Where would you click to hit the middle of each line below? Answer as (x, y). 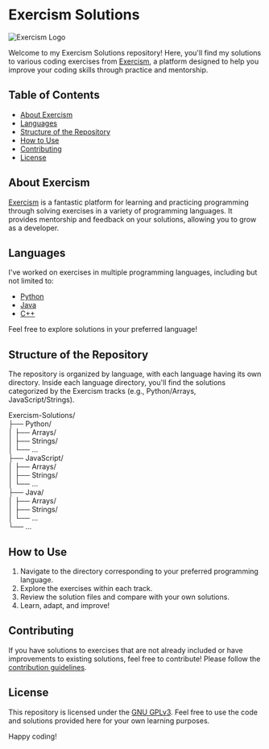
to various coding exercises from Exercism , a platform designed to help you (134, 61)
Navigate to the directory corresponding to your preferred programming (139, 571)
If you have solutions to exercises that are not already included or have (126, 650)
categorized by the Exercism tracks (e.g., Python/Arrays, (102, 391)
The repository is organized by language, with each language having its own (135, 374)
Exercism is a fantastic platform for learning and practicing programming (129, 202)
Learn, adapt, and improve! (65, 605)
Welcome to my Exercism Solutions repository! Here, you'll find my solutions (135, 52)
